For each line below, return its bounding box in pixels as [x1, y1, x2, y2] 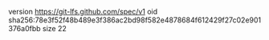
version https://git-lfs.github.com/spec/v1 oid [8, 7, 158, 16]
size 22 [42, 24, 67, 33]
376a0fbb [8, 24, 42, 33]
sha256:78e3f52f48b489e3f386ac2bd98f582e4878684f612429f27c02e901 [8, 15, 262, 25]
